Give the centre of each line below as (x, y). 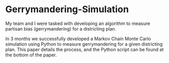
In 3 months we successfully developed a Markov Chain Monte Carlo (78, 39)
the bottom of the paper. (31, 55)
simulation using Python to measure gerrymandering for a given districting (84, 44)
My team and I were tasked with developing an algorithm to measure (78, 23)
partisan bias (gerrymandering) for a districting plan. (61, 28)
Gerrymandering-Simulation (67, 9)
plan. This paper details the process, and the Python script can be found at (85, 49)
